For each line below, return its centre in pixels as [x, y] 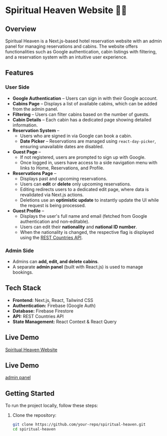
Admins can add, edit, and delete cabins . [56, 261]
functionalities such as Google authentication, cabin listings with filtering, [81, 52]
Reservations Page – [34, 173]
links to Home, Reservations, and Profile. [62, 168]
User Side [17, 87]
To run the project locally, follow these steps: [52, 406]
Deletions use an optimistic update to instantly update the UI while [90, 200]
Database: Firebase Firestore [43, 311]
